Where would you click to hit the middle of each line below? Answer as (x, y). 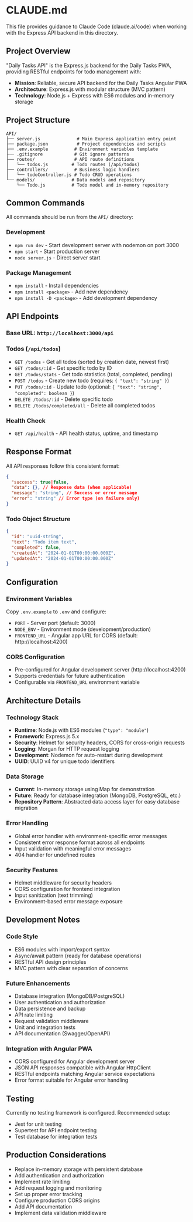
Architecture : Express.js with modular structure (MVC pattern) (90, 89)
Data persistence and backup (50, 1008)
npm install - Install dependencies (57, 285)
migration (26, 808)
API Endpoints (32, 317)
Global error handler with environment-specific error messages (91, 836)
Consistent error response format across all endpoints (80, 842)
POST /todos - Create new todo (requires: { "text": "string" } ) (92, 380)
